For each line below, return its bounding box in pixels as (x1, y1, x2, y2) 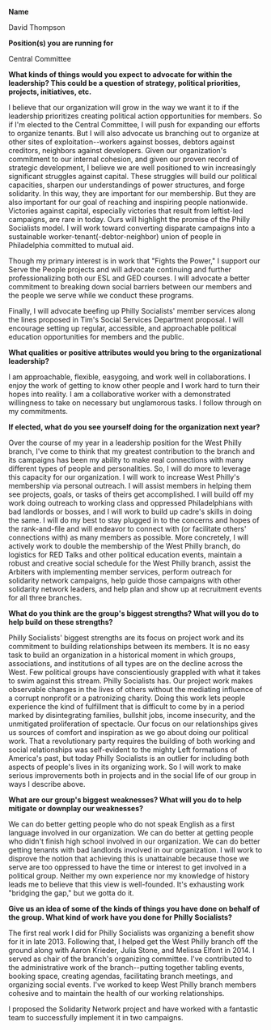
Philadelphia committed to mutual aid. (8, 241, 134, 250)
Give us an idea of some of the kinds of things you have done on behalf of (8, 904, 260, 913)
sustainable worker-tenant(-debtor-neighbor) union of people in (8, 232, 222, 241)
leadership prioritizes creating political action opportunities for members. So (8, 111, 263, 121)
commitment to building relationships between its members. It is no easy (8, 642, 251, 651)
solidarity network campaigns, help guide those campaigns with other (8, 575, 241, 585)
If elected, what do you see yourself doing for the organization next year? (8, 422, 260, 432)
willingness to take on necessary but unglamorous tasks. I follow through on (8, 398, 262, 408)
